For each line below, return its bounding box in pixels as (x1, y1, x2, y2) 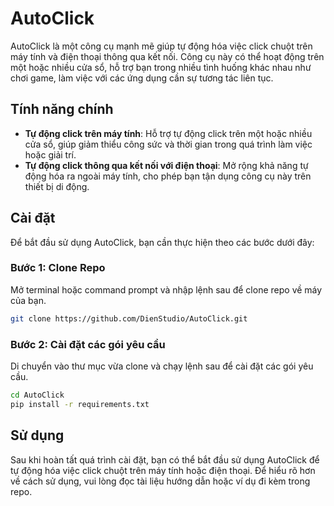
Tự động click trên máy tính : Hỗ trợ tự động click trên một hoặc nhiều (24, 127, 313, 139)
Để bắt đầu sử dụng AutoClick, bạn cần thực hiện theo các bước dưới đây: (10, 236, 315, 248)
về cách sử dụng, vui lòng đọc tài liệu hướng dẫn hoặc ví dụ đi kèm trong (10, 475, 311, 487)
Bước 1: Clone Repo (10, 261, 106, 275)
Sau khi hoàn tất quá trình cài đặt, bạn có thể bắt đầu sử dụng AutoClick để (10, 453, 320, 466)
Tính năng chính (10, 101, 114, 118)
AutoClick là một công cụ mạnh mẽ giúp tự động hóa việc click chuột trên (10, 40, 313, 52)
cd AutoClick (10, 390, 65, 401)
